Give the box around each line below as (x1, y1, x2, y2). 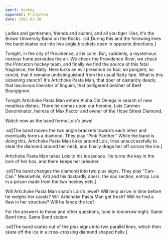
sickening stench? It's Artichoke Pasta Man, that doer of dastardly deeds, (5, 77, 157, 83)
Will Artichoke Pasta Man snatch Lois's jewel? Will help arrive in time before (5, 188, 161, 194)
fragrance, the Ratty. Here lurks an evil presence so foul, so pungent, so (5, 66, 154, 72)
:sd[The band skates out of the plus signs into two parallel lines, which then (5, 223, 161, 230)
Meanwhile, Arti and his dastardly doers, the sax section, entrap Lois (17, 173, 159, 179)
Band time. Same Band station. (5, 214, 69, 220)
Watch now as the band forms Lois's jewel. (5, 118, 94, 124)
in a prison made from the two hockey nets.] (5, 178, 97, 185)
